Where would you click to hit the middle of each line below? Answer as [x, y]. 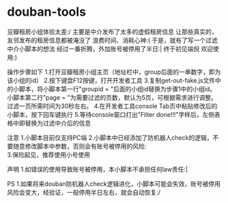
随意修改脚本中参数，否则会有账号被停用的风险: [80, 146]
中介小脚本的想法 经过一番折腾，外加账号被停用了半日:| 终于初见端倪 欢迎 [110, 49]
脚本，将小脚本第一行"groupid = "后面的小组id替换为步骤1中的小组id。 [117, 89]
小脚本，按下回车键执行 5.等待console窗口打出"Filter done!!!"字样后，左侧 [111, 114]
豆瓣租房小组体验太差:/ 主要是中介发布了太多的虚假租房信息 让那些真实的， [112, 31]
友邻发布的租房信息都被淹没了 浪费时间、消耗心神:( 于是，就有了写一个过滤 [113, 40]
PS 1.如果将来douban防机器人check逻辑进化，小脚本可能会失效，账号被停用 [114, 184]
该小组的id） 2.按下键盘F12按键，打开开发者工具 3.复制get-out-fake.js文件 [111, 80]
